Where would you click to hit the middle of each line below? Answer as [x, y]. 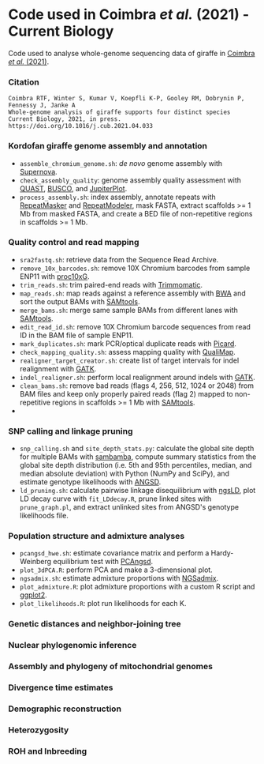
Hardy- [222, 553]
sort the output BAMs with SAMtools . [80, 301]
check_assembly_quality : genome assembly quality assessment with [130, 180]
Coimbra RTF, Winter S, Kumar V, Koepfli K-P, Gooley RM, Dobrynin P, [126, 99]
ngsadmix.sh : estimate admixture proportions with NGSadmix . [119, 578]
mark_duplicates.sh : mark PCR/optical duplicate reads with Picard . [128, 343]
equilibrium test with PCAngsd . [103, 562]
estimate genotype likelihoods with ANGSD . [90, 482]
